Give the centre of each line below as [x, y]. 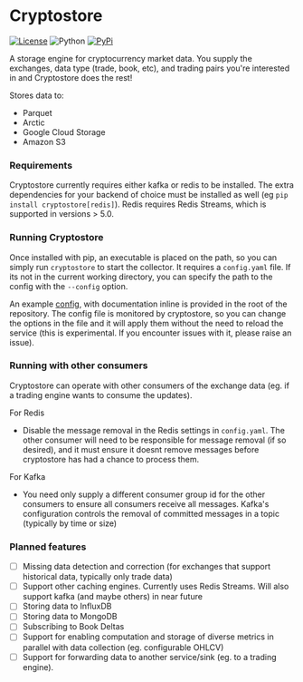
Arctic [33, 122]
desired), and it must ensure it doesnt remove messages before [141, 449]
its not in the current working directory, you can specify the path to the [141, 277]
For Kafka [28, 476]
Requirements [41, 165]
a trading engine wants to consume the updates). [101, 395]
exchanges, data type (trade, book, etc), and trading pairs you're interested [150, 68]
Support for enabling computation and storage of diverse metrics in [148, 637]
